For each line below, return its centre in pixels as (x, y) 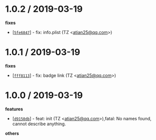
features (14, 109)
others (12, 133)
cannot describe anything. (39, 124)
